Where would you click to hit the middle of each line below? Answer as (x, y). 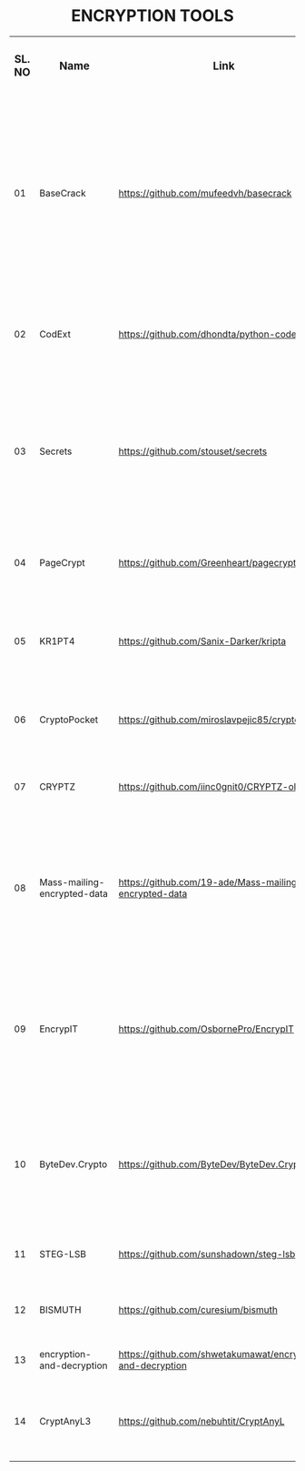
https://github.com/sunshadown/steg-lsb (207, 1254)
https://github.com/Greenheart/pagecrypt (207, 562)
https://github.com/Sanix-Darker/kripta (202, 640)
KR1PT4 (57, 640)
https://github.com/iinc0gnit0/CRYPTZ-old (210, 786)
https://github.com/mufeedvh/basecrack (205, 193)
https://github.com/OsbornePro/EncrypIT (207, 1029)
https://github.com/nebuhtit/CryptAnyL (202, 1421)
